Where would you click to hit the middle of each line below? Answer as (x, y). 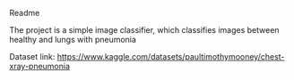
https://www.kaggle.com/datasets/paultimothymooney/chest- (171, 56)
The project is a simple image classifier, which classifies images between (144, 30)
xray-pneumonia (39, 66)
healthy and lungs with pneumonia (73, 40)
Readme (25, 13)
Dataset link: (32, 56)
